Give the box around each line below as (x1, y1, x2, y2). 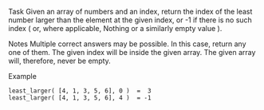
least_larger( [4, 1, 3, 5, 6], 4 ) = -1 (8, 94, 152, 102)
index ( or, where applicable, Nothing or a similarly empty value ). (8, 24, 223, 33)
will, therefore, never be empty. (8, 56, 112, 65)
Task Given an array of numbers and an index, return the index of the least (8, 7, 253, 16)
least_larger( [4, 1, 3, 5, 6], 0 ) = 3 (8, 87, 152, 95)
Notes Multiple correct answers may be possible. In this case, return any (8, 39, 246, 49)
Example (8, 72, 37, 81)
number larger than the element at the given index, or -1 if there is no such (8, 15, 253, 25)
